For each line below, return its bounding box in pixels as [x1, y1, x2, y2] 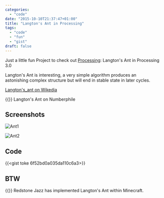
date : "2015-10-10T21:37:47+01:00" [5, 16, 78, 21]
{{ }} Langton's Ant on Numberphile [5, 96, 76, 102]
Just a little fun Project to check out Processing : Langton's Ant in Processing [5, 57, 160, 63]
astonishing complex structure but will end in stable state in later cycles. [5, 77, 151, 83]
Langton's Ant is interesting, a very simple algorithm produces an [5, 72, 137, 78]
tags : [5, 26, 16, 30]
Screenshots [5, 111, 45, 119]
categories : [5, 7, 29, 12]
